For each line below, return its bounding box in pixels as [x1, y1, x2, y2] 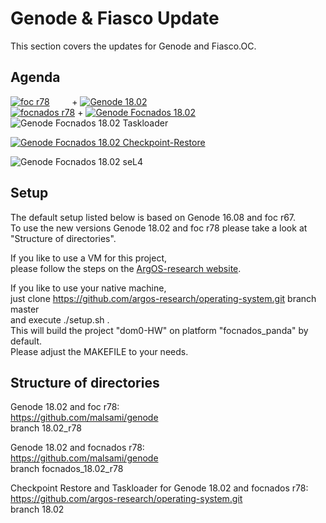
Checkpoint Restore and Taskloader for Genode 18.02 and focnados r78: [10, 482, 309, 494]
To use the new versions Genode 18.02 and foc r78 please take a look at [10, 222, 308, 234]
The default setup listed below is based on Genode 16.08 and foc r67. [10, 211, 297, 223]
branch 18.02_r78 [10, 422, 82, 434]
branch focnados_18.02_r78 [10, 463, 124, 475]
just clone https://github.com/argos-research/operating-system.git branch [10, 292, 317, 304]
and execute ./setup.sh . [10, 313, 110, 326]
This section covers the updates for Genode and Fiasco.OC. [10, 40, 257, 52]
